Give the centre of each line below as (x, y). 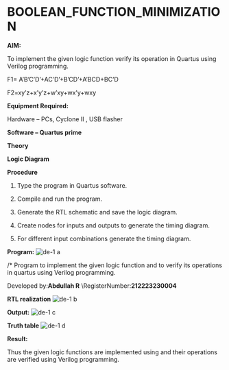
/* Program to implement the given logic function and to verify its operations (115, 265)
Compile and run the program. (60, 199)
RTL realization (29, 299)
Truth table (23, 325)
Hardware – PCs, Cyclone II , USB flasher (65, 119)
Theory (18, 145)
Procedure (22, 172)
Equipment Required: (38, 106)
